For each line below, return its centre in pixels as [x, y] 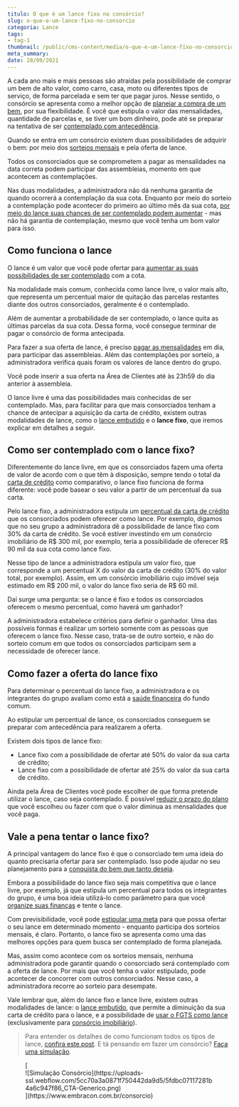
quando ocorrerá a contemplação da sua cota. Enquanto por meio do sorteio [119, 197]
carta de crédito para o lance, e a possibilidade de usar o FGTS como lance [118, 1015]
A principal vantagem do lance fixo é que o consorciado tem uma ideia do [116, 854]
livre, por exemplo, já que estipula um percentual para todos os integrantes [117, 890]
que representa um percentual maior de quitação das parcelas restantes [113, 297]
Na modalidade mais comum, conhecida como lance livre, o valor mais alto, [118, 289]
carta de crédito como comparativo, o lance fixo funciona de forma [106, 483]
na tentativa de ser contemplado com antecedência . [84, 126]
